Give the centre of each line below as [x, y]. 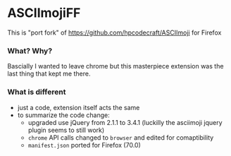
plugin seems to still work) [66, 130]
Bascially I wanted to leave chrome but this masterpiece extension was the [115, 66]
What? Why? [30, 51]
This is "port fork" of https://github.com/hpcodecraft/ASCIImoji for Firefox [114, 32]
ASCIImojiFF [44, 13]
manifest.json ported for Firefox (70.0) [84, 145]
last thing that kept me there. [49, 74]
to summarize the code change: [64, 115]
